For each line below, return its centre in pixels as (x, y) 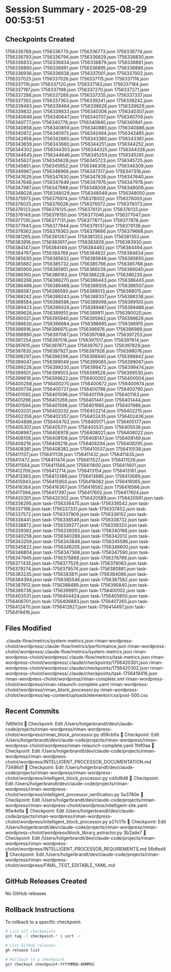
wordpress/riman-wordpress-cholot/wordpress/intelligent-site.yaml (76, 805)
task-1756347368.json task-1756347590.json (90, 552)
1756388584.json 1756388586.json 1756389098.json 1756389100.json (79, 302)
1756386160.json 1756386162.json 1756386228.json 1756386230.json (79, 275)
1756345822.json (23, 547)
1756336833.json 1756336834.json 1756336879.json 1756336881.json (79, 62)
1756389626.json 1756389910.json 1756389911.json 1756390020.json (78, 313)
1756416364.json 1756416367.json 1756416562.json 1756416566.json (78, 487)
